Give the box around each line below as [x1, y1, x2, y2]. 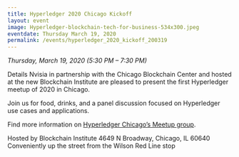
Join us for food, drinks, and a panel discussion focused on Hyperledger [7, 99, 220, 107]
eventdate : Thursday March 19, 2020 [7, 30, 116, 38]
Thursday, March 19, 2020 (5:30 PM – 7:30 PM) [7, 56, 148, 65]
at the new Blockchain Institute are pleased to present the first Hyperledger [7, 77, 229, 86]
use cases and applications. [7, 107, 90, 115]
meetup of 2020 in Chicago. [7, 85, 91, 94]
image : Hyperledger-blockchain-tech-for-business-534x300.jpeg [7, 23, 200, 31]
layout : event [7, 17, 50, 24]
